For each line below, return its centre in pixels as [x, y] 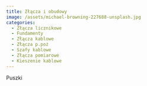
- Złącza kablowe [33, 39]
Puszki [14, 78]
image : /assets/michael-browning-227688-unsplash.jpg [74, 17]
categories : [21, 22]
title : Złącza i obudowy [37, 11]
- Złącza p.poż [30, 45]
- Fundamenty [27, 34]
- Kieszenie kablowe [37, 61]
